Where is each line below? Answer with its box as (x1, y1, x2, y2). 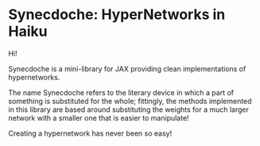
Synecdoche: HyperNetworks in (8, 6, 226, 24)
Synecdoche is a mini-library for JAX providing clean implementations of (8, 63, 246, 73)
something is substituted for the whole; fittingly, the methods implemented (8, 96, 252, 106)
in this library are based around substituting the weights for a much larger (8, 105, 249, 114)
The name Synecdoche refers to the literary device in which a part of (8, 87, 235, 97)
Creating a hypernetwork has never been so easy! (8, 129, 173, 138)
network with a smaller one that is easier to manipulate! (8, 113, 189, 122)
